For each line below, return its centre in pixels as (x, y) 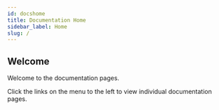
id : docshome (26, 14)
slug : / (19, 33)
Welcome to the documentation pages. (63, 78)
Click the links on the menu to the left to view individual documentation (109, 92)
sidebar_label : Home (38, 26)
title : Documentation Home (47, 20)
